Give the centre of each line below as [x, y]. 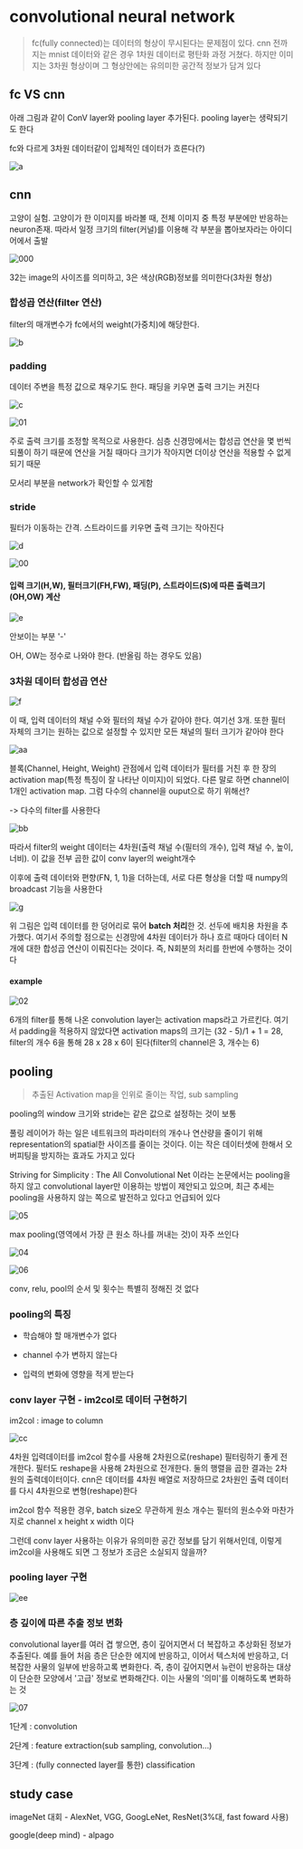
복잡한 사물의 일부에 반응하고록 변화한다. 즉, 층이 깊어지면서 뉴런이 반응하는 [142, 1667]
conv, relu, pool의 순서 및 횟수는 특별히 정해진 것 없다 [104, 1288]
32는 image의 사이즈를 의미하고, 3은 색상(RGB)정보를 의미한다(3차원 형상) [141, 277]
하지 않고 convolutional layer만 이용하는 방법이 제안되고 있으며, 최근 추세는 [142, 1186]
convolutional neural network [122, 17]
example [26, 981]
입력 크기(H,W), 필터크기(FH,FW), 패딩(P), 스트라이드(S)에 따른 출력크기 [137, 585]
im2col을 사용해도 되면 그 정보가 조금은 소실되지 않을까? [109, 1552]
